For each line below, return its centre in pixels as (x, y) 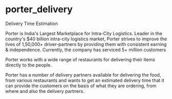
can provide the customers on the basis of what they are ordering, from (81, 86)
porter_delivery (39, 9)
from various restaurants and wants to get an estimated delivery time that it (85, 80)
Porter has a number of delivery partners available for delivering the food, (83, 75)
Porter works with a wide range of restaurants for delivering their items (80, 59)
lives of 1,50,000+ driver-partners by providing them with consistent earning (86, 44)
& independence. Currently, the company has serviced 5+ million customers (86, 49)
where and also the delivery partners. (45, 91)
